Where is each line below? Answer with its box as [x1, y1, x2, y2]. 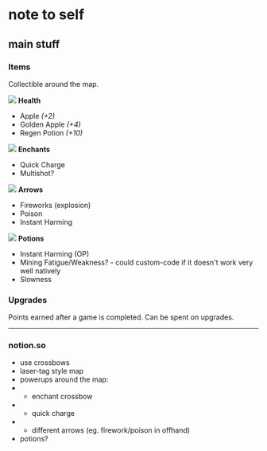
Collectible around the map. [8, 79, 99, 88]
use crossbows [19, 358, 70, 367]
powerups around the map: [19, 375, 109, 384]
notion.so [8, 340, 46, 351]
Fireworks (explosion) [19, 200, 91, 210]
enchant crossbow [31, 392, 93, 402]
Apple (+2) [19, 111, 56, 120]
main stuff [8, 37, 60, 51]
